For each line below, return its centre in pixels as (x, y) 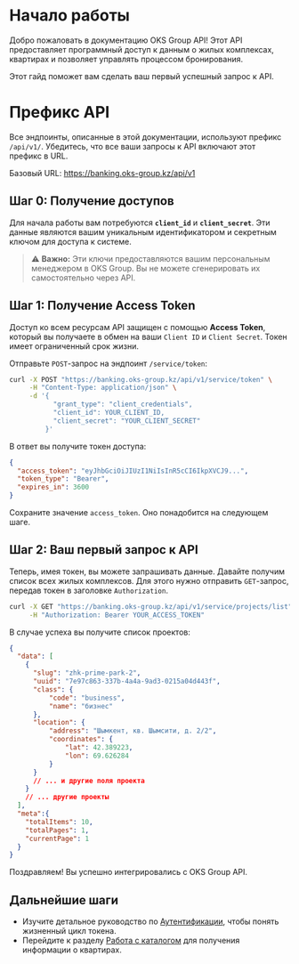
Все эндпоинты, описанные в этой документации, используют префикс (145, 137)
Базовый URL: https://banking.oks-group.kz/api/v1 (102, 173)
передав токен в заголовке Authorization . (89, 590)
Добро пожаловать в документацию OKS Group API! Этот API (126, 40)
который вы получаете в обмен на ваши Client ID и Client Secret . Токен (148, 336)
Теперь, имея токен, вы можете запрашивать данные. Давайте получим (147, 571)
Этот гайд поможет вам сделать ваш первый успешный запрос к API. (141, 76)
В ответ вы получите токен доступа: (78, 446)
